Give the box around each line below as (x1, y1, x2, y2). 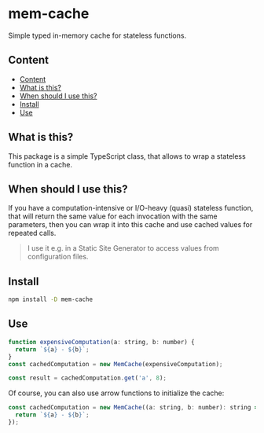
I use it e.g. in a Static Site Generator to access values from (27, 244, 220, 253)
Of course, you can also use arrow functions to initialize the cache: (8, 388, 225, 398)
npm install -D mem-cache (8, 295, 93, 303)
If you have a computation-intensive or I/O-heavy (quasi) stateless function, (8, 204, 254, 213)
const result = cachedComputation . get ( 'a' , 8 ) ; (8, 374, 167, 382)
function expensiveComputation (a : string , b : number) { (8, 338, 195, 346)
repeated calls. (8, 229, 57, 238)
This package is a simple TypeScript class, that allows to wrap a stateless (8, 151, 246, 161)
